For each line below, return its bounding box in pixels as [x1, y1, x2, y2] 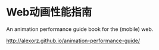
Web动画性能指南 [6, 5, 92, 19]
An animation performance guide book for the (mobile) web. [6, 25, 154, 33]
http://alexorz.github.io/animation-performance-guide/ [6, 37, 141, 44]
